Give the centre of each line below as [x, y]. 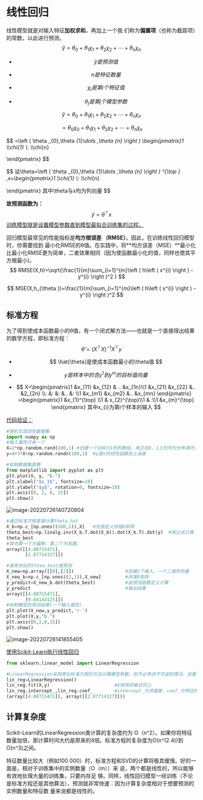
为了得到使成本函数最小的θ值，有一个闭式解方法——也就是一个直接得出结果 [101, 331]
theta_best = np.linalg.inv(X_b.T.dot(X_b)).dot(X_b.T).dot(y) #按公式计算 [100, 532]
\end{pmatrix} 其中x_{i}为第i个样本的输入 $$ [106, 407]
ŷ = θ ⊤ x [101, 214]
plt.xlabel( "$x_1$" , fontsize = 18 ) [50, 482]
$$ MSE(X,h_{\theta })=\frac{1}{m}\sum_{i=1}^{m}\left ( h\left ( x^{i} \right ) [99, 288]
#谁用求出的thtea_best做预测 [39, 566]
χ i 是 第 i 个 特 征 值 [106, 88]
